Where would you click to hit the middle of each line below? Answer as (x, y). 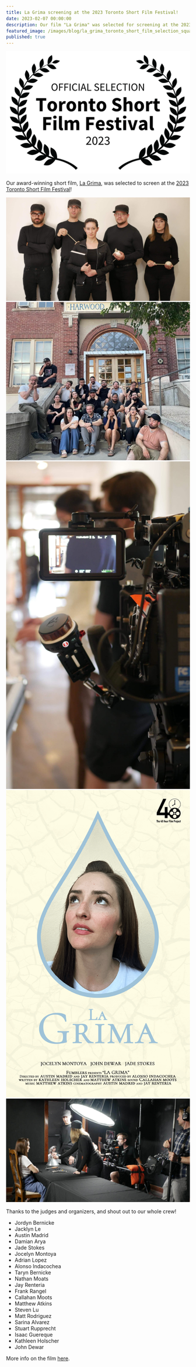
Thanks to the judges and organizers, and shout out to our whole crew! (91, 1211)
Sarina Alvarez (32, 1323)
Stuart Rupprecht (35, 1328)
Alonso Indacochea (38, 1266)
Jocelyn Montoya (35, 1254)
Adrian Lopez (31, 1260)
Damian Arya (30, 1242)
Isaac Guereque (34, 1335)
